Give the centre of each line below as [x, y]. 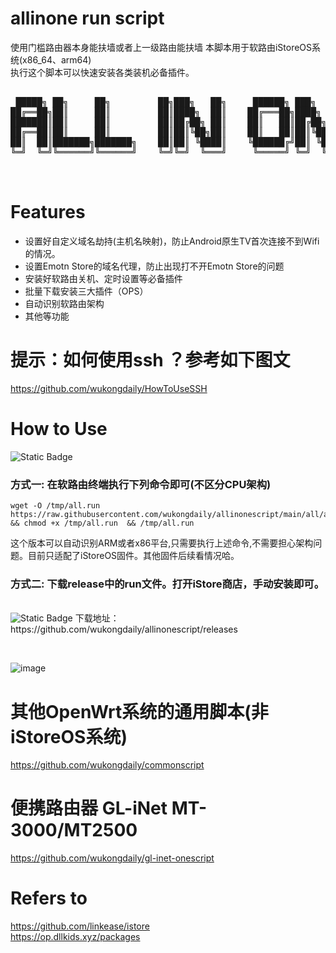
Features [48, 212]
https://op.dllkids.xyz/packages [75, 937]
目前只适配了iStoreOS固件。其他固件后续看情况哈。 [133, 556]
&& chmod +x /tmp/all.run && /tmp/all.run [102, 523]
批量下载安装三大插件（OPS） [86, 291]
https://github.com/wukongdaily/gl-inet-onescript [112, 858]
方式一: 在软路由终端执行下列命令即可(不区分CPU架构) [141, 484]
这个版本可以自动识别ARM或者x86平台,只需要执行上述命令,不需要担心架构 [162, 543]
